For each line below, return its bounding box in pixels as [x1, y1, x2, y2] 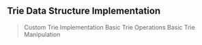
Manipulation [23, 30, 61, 38]
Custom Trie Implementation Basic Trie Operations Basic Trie [23, 23, 196, 31]
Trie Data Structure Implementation [7, 5, 161, 17]
